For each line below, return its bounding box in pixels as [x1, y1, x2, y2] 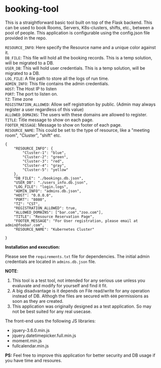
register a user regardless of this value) [5, 106, 84, 112]
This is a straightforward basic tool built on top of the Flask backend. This [5, 19, 152, 25]
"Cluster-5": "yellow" [22, 167, 69, 172]
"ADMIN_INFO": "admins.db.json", [14, 188, 82, 193]
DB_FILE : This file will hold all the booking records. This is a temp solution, [5, 55, 152, 60]
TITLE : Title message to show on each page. [5, 117, 94, 123]
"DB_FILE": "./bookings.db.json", [14, 176, 84, 181]
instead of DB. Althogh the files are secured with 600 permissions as [12, 293, 149, 299]
